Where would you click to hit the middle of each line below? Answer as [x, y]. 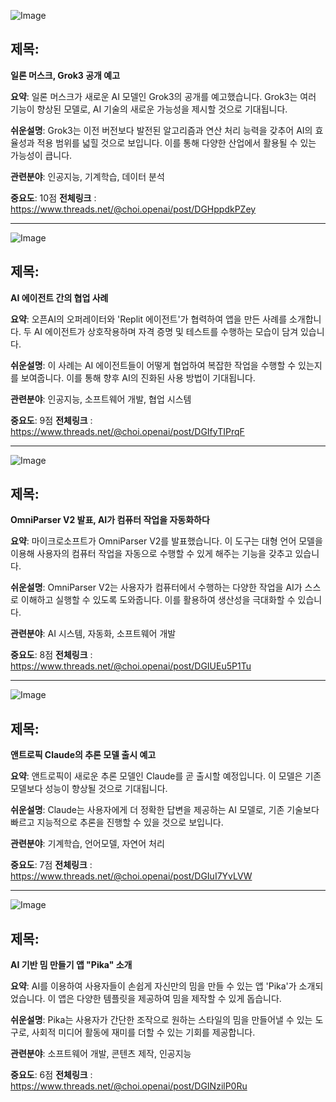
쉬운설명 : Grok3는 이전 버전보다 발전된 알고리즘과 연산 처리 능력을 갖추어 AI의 [161, 130]
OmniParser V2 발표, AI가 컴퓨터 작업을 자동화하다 [110, 520]
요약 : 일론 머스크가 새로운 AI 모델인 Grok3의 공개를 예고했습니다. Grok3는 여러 [163, 96]
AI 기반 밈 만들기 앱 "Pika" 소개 [71, 965]
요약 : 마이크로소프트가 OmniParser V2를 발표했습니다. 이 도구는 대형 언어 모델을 [166, 541]
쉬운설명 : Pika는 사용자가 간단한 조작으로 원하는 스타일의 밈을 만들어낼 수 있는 [161, 1020]
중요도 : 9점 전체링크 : [51, 420]
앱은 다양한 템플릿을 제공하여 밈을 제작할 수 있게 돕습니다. [170, 999]
